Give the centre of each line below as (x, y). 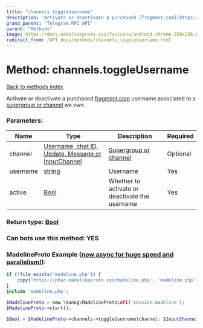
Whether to (124, 181)
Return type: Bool (33, 222)
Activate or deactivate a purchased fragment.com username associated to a (101, 98)
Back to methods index (35, 87)
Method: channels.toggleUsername (98, 70)
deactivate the (129, 196)
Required (180, 136)
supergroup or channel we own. (46, 105)
